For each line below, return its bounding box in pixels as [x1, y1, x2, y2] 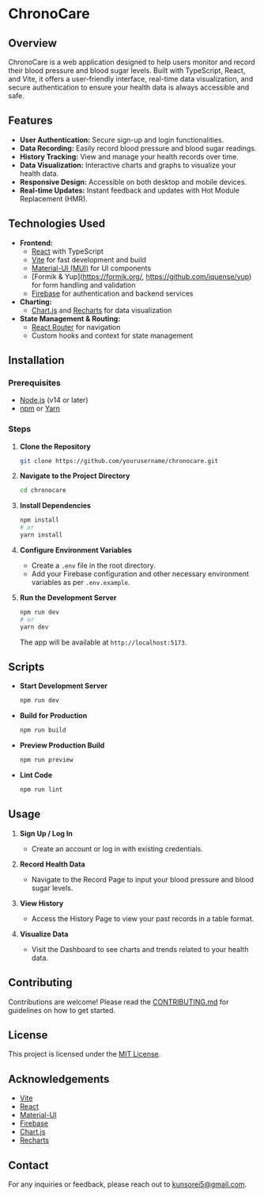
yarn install [19, 531, 63, 539]
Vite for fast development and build [31, 254, 146, 264]
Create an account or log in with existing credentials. [31, 843, 203, 853]
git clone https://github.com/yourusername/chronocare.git [19, 457, 219, 465]
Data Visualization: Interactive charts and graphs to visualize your [19, 160, 237, 170]
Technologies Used [8, 217, 105, 231]
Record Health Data [19, 859, 85, 869]
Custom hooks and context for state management [31, 331, 194, 340]
